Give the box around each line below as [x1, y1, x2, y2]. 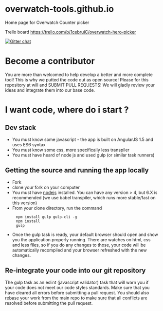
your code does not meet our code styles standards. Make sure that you [5, 284, 150, 291]
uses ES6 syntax [12, 141, 46, 147]
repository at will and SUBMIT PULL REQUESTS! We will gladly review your [5, 82, 155, 88]
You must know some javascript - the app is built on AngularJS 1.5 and [12, 136, 153, 142]
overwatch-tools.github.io [5, 3, 114, 15]
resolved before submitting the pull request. [5, 300, 93, 306]
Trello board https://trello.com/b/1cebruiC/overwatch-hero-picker [5, 29, 136, 35]
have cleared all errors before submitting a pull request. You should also [5, 290, 149, 295]
